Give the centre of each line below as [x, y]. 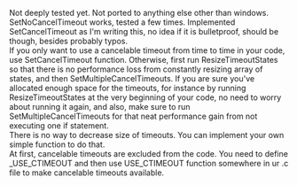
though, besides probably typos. [69, 41]
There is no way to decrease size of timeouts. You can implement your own [147, 135]
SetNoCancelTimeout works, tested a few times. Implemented [122, 22]
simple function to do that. [57, 144]
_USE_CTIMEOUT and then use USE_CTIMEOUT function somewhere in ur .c [149, 163]
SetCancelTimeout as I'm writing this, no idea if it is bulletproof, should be [144, 31]
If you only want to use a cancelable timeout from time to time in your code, [147, 50]
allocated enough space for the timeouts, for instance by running [128, 88]
